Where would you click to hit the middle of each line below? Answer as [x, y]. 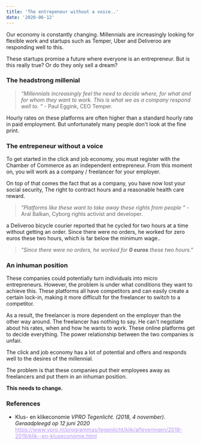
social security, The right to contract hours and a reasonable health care [95, 190]
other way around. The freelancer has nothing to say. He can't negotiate [95, 322]
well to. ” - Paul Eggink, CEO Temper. [66, 106]
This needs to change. [34, 388]
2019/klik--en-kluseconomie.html [56, 436]
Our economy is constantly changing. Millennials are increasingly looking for [100, 34]
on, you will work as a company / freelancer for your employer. [83, 172]
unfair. [14, 341]
